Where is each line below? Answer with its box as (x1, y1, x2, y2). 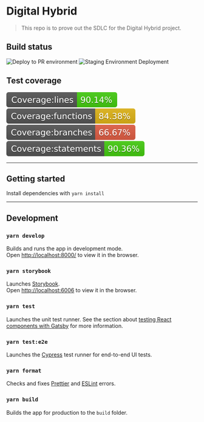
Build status (6, 42, 53, 52)
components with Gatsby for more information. (6, 322, 123, 329)
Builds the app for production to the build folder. (6, 409, 128, 416)
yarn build (6, 396, 38, 403)
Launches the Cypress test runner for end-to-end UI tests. (6, 350, 152, 358)
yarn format (6, 367, 42, 374)
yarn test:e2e (6, 338, 48, 345)
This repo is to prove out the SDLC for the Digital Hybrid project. (21, 24, 182, 32)
